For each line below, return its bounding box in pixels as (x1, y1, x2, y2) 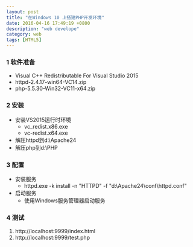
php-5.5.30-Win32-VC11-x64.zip (14, 85, 96, 92)
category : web (6, 31, 42, 37)
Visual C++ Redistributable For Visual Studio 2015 (14, 72, 139, 79)
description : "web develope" (6, 25, 80, 32)
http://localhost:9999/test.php (14, 234, 90, 242)
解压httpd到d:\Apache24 (14, 136, 77, 144)
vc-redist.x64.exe (24, 129, 68, 136)
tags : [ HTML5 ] (6, 37, 42, 43)
